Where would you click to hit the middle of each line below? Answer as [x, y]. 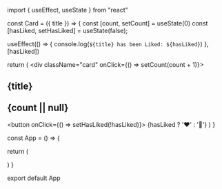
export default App [34, 178]
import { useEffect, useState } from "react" [68, 10]
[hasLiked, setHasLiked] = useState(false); [68, 31]
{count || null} [38, 108]
